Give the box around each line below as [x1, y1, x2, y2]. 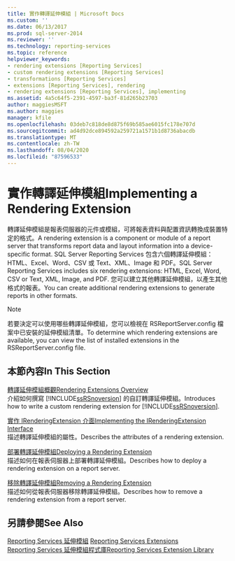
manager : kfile [7, 114, 52, 121]
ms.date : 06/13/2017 [7, 23, 68, 30]
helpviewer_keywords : [7, 56, 71, 63]
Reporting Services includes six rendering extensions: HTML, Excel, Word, [7, 267, 222, 275]
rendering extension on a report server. [7, 464, 120, 472]
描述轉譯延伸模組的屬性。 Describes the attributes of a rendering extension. [7, 432, 225, 441]
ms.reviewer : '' [7, 36, 55, 43]
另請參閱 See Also [7, 517, 84, 529]
